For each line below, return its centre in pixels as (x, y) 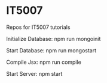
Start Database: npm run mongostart (51, 50)
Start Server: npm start (34, 73)
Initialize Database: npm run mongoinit (53, 38)
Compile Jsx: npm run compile (44, 62)
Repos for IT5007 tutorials (38, 27)
